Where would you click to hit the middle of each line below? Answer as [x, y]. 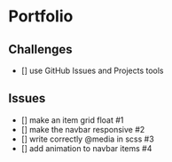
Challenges [40, 49]
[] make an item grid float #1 [72, 120]
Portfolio [41, 16]
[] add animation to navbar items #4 [86, 148]
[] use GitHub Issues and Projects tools [92, 70]
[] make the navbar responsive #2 [83, 129]
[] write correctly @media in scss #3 [87, 139]
